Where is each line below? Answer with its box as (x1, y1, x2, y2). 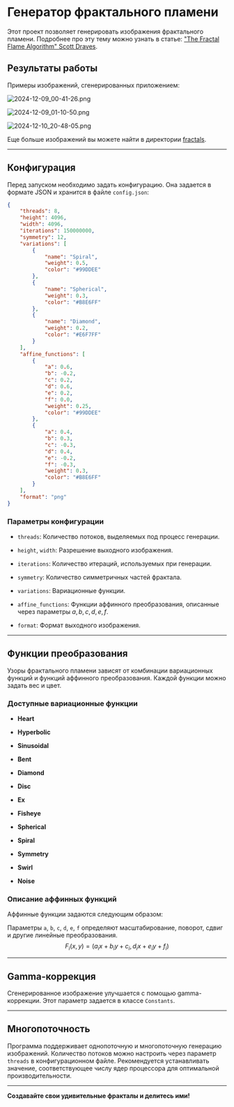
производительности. (7, 1071, 72, 1080)
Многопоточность (7, 1023, 91, 1035)
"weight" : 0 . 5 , (44, 260, 89, 267)
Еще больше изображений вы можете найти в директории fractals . (7, 135, 207, 143)
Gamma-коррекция (7, 970, 96, 982)
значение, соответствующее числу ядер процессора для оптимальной (7, 1064, 219, 1072)
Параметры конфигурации (7, 516, 104, 526)
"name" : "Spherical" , (44, 286, 108, 293)
